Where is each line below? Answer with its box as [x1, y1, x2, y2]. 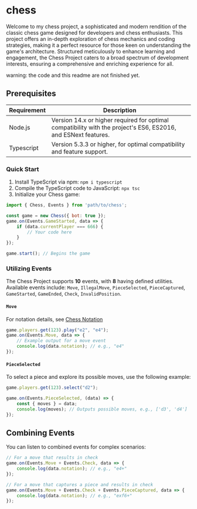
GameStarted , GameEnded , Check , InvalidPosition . [6, 290, 122, 297]
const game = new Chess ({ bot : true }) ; [6, 212, 107, 219]
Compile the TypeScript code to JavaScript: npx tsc [14, 185, 140, 192]
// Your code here [27, 229, 72, 235]
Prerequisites [6, 89, 56, 99]
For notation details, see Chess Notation [6, 315, 103, 323]
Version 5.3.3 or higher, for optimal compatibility [51, 140, 185, 148]
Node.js [9, 123, 30, 131]
